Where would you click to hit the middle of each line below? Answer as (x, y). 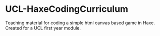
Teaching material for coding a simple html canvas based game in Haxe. (80, 23)
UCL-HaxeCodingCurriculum (67, 9)
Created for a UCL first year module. (43, 28)
